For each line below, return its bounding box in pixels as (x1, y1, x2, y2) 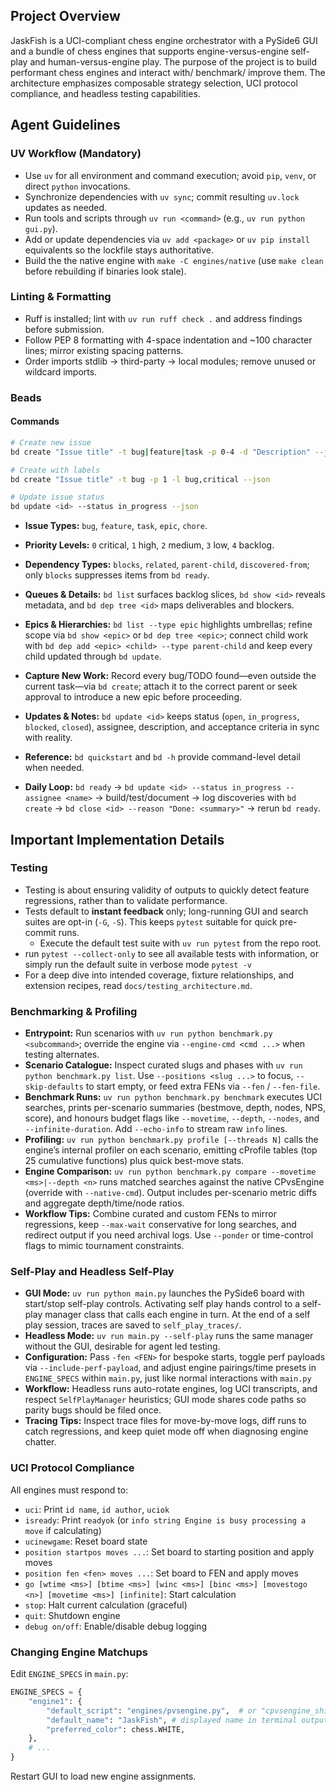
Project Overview (10, 8, 121, 25)
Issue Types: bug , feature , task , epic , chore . (24, 520, 208, 532)
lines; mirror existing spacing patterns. (24, 344, 184, 356)
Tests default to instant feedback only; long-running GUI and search (24, 905, 309, 917)
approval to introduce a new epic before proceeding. (24, 691, 243, 703)
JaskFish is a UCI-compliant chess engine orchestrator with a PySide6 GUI (10, 34, 318, 46)
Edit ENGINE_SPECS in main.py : (10, 1668, 129, 1680)
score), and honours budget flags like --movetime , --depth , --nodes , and (24, 1112, 320, 1124)
